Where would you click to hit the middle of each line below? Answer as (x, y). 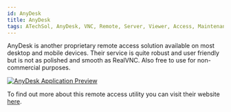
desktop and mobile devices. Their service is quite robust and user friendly (113, 53)
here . (14, 102)
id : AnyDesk (24, 13)
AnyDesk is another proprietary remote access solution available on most (111, 46)
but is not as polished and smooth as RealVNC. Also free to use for (101, 60)
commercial (24, 68)
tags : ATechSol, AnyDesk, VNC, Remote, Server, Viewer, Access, (101, 26)
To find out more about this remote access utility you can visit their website (113, 94)
